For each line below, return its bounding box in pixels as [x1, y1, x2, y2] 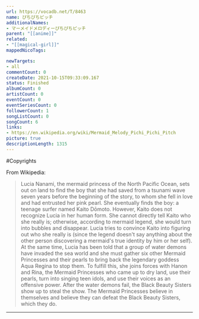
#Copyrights [6, 157, 37, 164]
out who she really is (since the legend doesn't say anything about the [20, 230, 192, 238]
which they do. [20, 300, 57, 307]
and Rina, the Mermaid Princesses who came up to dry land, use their [20, 269, 191, 276]
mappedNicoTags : [6, 48, 46, 53]
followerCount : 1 [6, 108, 49, 113]
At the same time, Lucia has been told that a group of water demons [20, 243, 187, 250]
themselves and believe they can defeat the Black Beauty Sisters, [20, 293, 181, 301]
